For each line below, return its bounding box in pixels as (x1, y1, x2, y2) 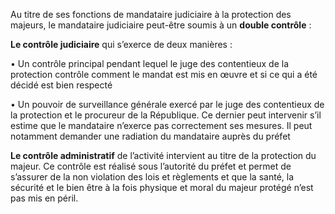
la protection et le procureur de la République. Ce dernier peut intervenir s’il (10, 109, 322, 121)
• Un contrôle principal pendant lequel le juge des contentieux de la (10, 58, 290, 69)
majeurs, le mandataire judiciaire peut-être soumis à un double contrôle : (10, 19, 312, 31)
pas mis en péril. (10, 192, 79, 204)
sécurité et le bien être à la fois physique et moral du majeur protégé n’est (10, 182, 314, 193)
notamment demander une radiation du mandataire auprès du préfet (10, 130, 291, 142)
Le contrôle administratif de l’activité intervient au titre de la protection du (10, 150, 317, 161)
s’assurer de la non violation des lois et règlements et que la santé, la (10, 171, 295, 183)
